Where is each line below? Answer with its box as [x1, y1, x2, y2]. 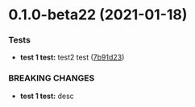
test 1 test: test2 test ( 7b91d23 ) [19, 52, 125, 62]
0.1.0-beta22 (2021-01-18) [8, 6, 188, 24]
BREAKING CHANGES [8, 72, 95, 84]
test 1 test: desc [19, 91, 74, 101]
